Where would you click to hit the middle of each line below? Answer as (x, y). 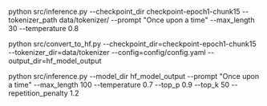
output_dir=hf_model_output (55, 61)
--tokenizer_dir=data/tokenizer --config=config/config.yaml (107, 52)
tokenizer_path (33, 20)
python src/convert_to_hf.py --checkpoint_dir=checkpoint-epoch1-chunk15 (132, 44)
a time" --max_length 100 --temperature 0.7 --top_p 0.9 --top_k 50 (119, 84)
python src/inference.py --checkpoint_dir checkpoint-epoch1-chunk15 (124, 12)
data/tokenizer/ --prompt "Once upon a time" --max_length (157, 20)
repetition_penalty (38, 93)
